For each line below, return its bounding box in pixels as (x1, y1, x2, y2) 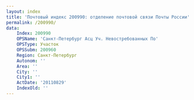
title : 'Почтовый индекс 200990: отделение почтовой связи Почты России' (6, 14, 190, 20)
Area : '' (16, 63, 38, 69)
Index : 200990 (16, 31, 51, 36)
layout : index (6, 8, 41, 15)
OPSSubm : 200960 (16, 47, 57, 53)
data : (6, 25, 19, 31)
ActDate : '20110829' (16, 80, 67, 86)
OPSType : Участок (16, 42, 59, 48)
